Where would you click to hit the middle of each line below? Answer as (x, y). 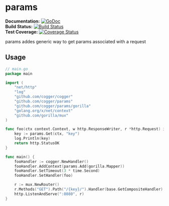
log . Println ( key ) (32, 139)
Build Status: (19, 26)
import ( (14, 83)
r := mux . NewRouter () (37, 185)
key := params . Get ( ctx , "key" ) (47, 134)
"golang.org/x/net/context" (44, 111)
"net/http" (26, 87)
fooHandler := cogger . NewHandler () (52, 162)
